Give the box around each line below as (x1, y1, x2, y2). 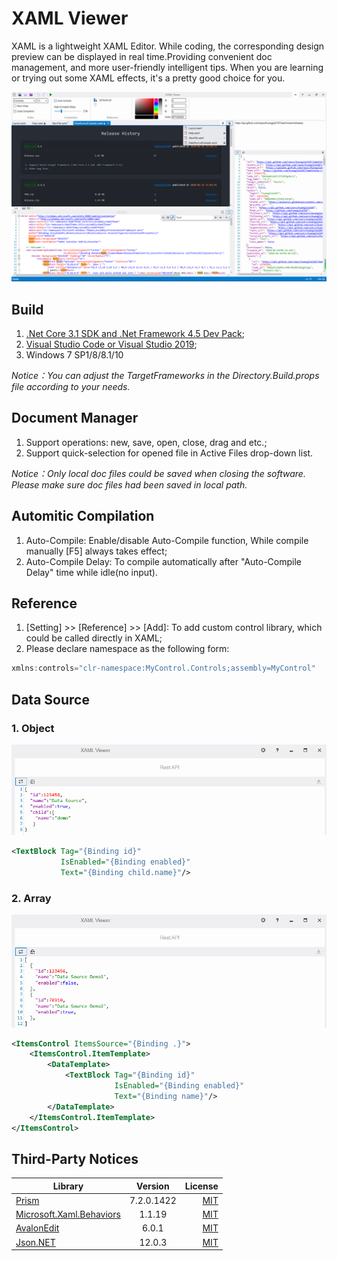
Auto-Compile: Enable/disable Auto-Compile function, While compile (25, 534, 309, 546)
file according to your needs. (11, 380, 131, 392)
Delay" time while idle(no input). (25, 566, 158, 578)
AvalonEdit (15, 1222, 60, 1234)
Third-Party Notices (11, 1150, 139, 1167)
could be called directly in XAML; (25, 632, 163, 644)
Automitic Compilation (11, 508, 155, 525)
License (184, 1180, 219, 1192)
